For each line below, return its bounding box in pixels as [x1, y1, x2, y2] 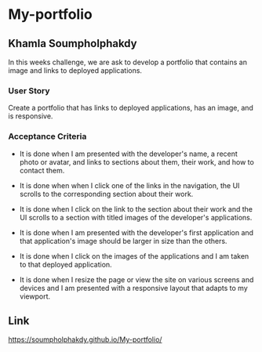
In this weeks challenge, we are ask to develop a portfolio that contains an [8, 57, 247, 67]
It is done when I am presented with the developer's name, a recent [19, 149, 238, 158]
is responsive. [8, 111, 53, 121]
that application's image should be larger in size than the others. [19, 236, 227, 245]
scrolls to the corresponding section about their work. [19, 189, 194, 198]
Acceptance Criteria [8, 131, 87, 142]
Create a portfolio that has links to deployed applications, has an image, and [8, 103, 253, 113]
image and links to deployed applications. [8, 66, 143, 75]
